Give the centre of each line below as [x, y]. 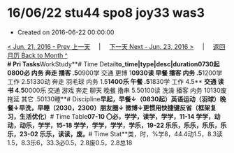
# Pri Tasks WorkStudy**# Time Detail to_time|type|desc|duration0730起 [114, 64]
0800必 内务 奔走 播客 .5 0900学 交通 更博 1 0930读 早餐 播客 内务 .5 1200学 [115, 73]
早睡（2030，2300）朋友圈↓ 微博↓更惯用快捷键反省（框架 [124, 108]
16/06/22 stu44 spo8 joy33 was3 [106, 13]
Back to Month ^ [44, 55]
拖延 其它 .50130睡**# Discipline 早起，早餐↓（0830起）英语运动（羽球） [114, 99]
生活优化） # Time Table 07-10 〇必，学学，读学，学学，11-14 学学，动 [120, 116]
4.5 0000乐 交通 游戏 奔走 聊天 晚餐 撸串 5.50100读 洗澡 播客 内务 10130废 [121, 90]
